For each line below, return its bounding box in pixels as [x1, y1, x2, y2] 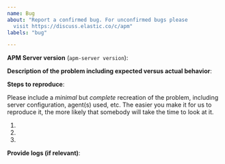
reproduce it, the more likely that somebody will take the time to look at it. [7, 108, 214, 116]
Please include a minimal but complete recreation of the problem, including [7, 94, 219, 102]
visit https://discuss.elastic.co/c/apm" [13, 23, 133, 29]
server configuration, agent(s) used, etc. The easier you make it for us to [7, 100, 212, 109]
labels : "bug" [7, 29, 48, 36]
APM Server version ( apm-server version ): [7, 54, 129, 62]
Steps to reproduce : [7, 80, 65, 89]
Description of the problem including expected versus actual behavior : [7, 67, 212, 75]
